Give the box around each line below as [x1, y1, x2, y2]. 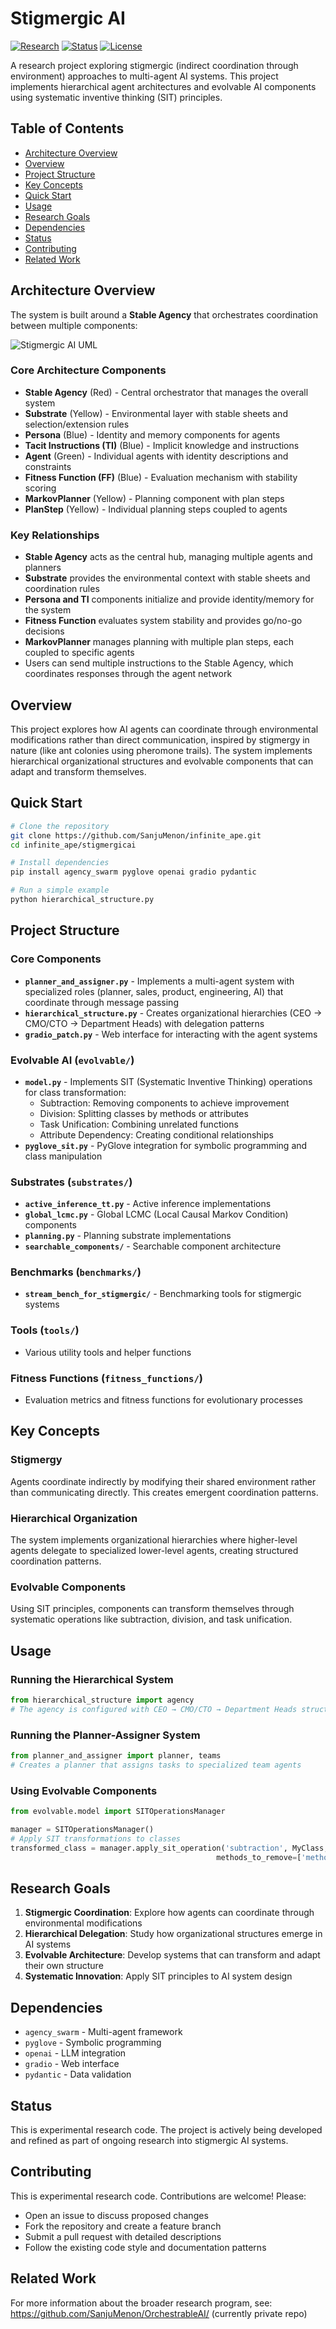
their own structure [24, 1960, 104, 1972]
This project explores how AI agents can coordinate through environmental [10, 723, 319, 735]
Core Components [10, 952, 102, 966]
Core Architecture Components [10, 363, 167, 377]
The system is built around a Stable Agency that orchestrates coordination [10, 308, 318, 321]
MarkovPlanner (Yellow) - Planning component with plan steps [24, 492, 285, 504]
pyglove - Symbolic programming [24, 2037, 162, 2049]
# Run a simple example [10, 885, 110, 896]
